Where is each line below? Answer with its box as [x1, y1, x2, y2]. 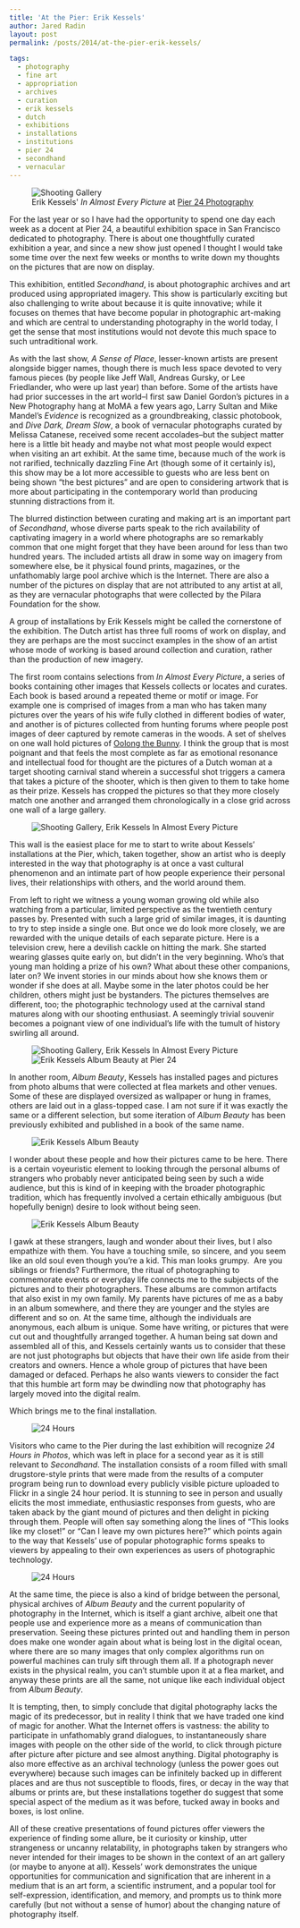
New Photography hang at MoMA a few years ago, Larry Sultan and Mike [9, 400, 279, 412]
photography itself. [9, 1908, 79, 1919]
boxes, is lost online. [9, 1805, 85, 1816]
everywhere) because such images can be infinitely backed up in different [9, 1768, 283, 1779]
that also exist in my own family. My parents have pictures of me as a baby [9, 1293, 284, 1304]
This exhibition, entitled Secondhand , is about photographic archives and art [9, 278, 291, 289]
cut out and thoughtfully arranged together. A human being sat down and [9, 1330, 279, 1342]
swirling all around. [9, 1027, 79, 1038]
